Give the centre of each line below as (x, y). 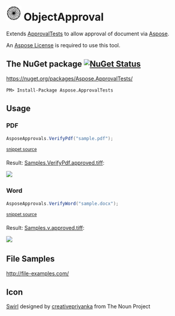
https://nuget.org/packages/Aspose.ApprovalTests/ (70, 78)
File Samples (30, 259)
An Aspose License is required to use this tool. (63, 45)
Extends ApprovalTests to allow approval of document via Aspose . (88, 34)
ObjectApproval (64, 17)
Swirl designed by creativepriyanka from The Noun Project (78, 306)
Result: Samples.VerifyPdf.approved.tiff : (55, 162)
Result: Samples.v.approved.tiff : (45, 227)
